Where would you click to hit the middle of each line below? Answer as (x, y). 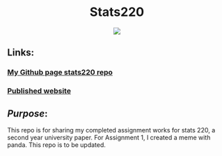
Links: (21, 53)
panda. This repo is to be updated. (57, 145)
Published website (39, 91)
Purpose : (27, 113)
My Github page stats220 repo (60, 72)
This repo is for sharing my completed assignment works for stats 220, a (111, 130)
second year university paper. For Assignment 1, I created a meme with (109, 137)
